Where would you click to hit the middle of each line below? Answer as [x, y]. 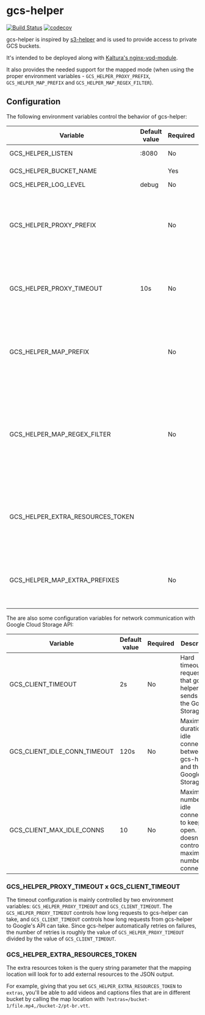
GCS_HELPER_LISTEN [41, 153]
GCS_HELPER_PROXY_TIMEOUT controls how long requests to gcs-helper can [97, 913]
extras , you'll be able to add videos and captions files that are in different [99, 992]
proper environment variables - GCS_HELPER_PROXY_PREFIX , [78, 76]
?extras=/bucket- [128, 1000]
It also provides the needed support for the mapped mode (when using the [100, 69]
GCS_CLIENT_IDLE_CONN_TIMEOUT [62, 751]
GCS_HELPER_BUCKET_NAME [53, 170]
